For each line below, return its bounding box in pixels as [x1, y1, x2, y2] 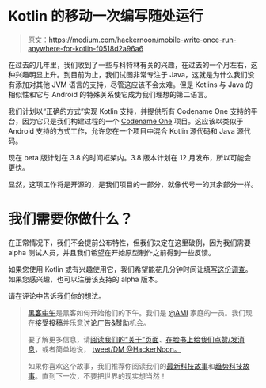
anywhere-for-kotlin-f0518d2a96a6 [27, 43, 144, 53]
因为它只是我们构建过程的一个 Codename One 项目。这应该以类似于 [21, 116, 244, 126]
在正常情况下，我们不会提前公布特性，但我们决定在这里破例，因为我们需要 [8, 238, 251, 247]
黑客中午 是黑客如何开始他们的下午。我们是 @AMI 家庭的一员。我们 [27, 307, 246, 317]
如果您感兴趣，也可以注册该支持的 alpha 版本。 [8, 274, 162, 284]
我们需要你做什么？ [8, 210, 134, 228]
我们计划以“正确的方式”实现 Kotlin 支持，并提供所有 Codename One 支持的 [8, 106, 251, 115]
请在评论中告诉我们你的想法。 [8, 291, 105, 300]
